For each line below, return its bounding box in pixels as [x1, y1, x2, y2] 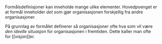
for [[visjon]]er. [5, 33, 35, 39]
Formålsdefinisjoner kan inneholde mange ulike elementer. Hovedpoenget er [5, 4, 157, 10]
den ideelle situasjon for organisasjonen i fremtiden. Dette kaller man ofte [5, 29, 151, 34]
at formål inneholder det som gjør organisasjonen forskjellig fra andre [5, 9, 143, 15]
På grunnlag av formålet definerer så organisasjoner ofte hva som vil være [5, 23, 153, 29]
